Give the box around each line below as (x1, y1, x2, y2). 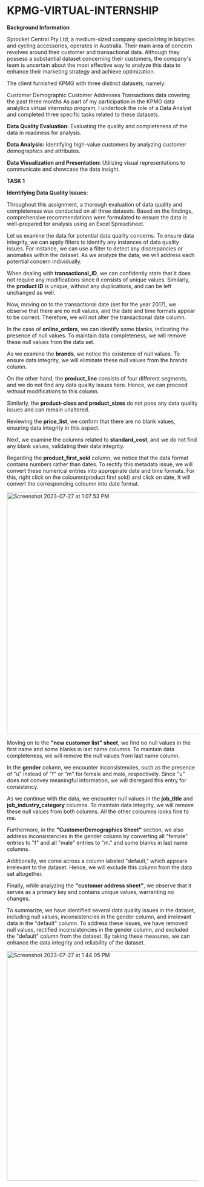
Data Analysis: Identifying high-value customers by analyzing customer (7, 140, 187, 148)
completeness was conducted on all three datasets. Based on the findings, (7, 207, 193, 215)
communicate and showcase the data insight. (7, 165, 120, 173)
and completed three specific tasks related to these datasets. (7, 111, 160, 118)
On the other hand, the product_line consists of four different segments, (7, 374, 188, 382)
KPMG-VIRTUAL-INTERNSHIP (7, 4, 159, 18)
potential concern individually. (7, 258, 82, 265)
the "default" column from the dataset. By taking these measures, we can (7, 932, 190, 940)
